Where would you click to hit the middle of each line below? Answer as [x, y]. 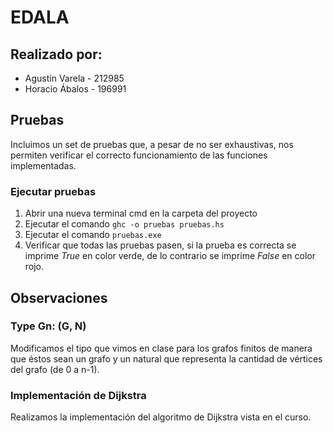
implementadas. [43, 165]
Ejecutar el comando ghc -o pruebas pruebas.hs [124, 224]
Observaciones [59, 297]
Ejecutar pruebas [53, 191]
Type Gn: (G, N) [48, 326]
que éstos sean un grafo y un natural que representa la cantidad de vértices [166, 358]
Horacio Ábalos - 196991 [75, 89]
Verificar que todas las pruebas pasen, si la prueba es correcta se [160, 245]
